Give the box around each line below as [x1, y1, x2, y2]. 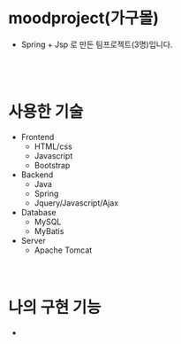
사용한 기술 [8, 102, 84, 122]
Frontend [20, 131, 55, 142]
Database [20, 207, 57, 217]
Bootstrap [34, 160, 71, 170]
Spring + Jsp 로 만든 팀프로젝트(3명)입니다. [20, 39, 173, 50]
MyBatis [34, 225, 64, 236]
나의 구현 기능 [8, 298, 102, 317]
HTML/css [34, 141, 72, 152]
